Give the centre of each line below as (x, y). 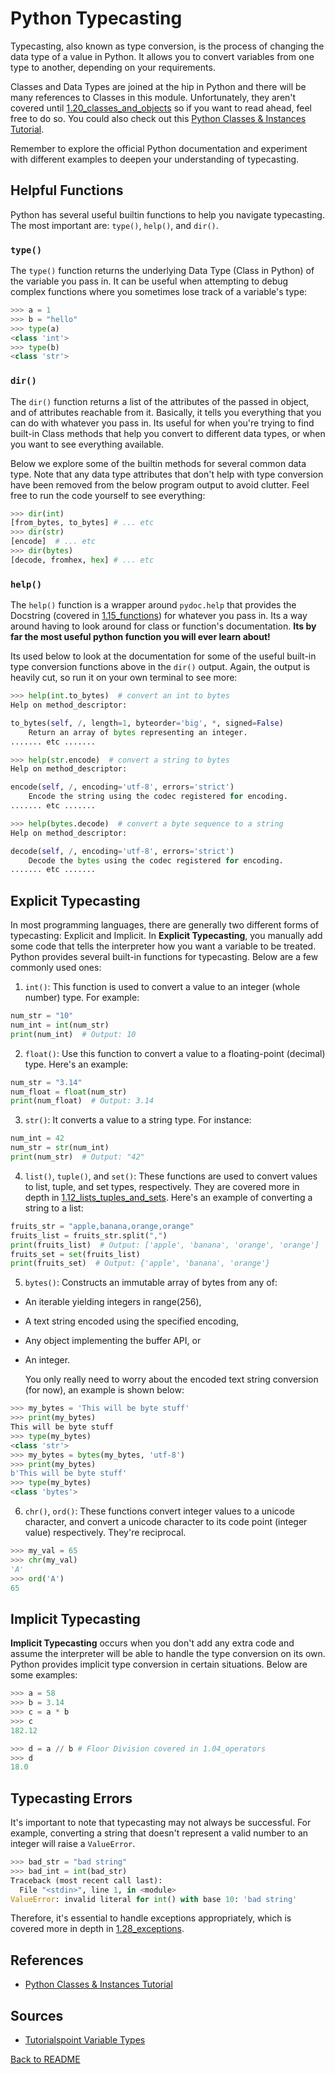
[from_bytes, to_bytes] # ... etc (82, 523)
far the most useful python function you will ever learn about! (140, 637)
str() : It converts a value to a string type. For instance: (138, 1120)
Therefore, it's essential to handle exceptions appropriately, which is (151, 1918)
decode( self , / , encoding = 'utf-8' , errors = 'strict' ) (122, 851)
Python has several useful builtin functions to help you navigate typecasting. (167, 214)
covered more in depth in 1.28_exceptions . (97, 1929)
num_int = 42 (37, 1138)
